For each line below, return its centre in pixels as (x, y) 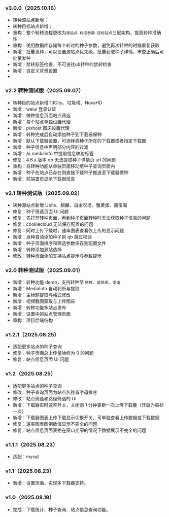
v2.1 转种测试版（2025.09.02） (44, 193)
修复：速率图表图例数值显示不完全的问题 (55, 424)
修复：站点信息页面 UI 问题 (41, 359)
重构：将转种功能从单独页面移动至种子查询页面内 (64, 166)
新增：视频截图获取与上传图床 (44, 301)
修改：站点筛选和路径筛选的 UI (44, 398)
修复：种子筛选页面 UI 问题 (41, 211)
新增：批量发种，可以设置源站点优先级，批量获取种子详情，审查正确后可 (88, 52)
